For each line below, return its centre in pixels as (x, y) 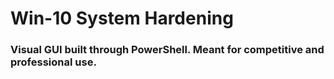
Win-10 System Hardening (122, 18)
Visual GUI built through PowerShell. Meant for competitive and (167, 50)
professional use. (53, 62)
